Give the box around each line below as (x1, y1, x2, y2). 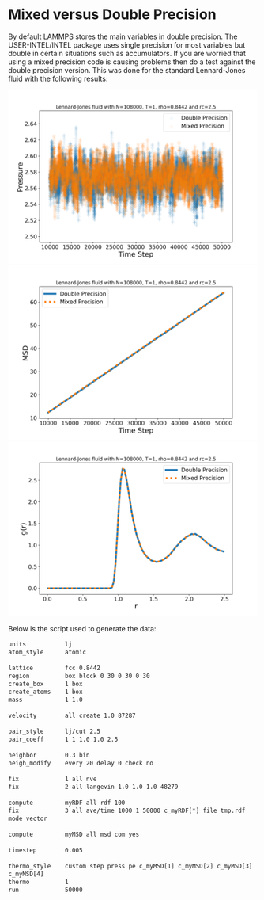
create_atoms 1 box (8, 688, 83, 696)
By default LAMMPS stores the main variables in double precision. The (8, 32, 238, 41)
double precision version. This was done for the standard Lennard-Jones (8, 65, 246, 74)
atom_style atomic (8, 648, 87, 657)
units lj (8, 640, 73, 649)
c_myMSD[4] (8, 870, 44, 879)
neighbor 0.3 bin (8, 751, 90, 760)
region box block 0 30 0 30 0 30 (8, 672, 150, 681)
